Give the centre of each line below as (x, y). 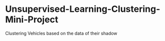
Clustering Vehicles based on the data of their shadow (61, 33)
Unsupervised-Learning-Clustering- (83, 9)
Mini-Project (32, 20)
